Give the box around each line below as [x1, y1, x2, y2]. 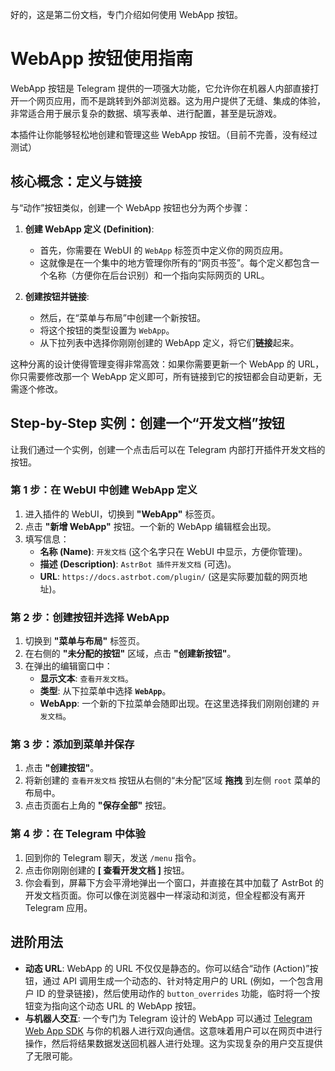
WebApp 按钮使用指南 [10, 48, 193, 70]
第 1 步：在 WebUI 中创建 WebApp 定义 [10, 483, 198, 497]
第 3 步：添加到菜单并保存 [10, 738, 135, 752]
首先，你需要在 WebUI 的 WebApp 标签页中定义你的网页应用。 [39, 244, 289, 256]
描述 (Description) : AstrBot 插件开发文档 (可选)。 [39, 558, 237, 570]
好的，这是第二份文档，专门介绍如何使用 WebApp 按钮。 [10, 9, 244, 20]
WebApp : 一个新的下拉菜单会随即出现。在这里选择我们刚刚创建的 [39, 698, 310, 710]
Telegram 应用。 [24, 901, 93, 913]
